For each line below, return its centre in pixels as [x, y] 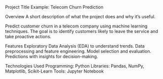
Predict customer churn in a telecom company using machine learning [76, 26]
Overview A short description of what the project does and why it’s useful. [80, 16]
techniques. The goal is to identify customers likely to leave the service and [82, 31]
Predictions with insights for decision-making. [52, 56]
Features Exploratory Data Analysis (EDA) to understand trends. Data [75, 46]
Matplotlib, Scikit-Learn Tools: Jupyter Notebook [54, 71]
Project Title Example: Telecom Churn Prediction [54, 7]
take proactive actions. [28, 37]
